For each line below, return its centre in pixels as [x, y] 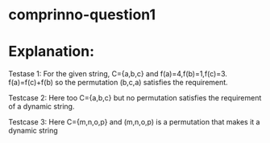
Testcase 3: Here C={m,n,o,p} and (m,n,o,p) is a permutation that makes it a [134, 122]
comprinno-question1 [82, 15]
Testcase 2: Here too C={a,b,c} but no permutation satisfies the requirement [135, 98]
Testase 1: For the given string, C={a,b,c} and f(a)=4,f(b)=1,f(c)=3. [118, 74]
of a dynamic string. [42, 107]
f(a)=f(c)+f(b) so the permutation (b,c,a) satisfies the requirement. [118, 83]
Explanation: [52, 52]
